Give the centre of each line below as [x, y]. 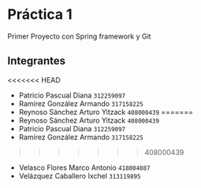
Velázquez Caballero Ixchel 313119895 [80, 175]
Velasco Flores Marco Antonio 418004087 [84, 168]
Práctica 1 [40, 15]
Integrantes [37, 61]
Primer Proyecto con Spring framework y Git [79, 36]
